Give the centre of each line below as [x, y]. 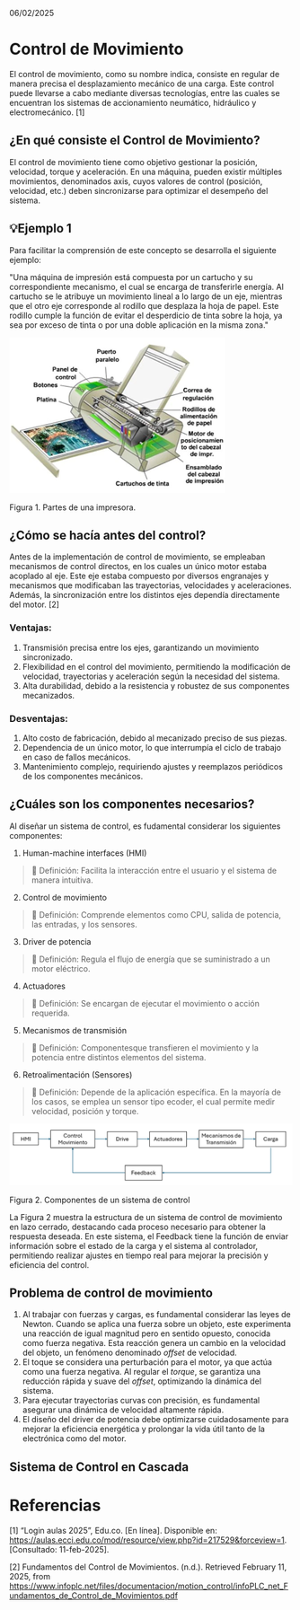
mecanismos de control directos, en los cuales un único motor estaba [138, 567]
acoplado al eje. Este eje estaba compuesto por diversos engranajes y [139, 576]
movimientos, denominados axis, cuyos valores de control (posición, [136, 181]
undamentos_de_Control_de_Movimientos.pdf [93, 1595]
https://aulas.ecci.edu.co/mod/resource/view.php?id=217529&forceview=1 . [148, 1540]
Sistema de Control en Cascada [99, 1467]
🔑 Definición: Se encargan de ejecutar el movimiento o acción [146, 1003]
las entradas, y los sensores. [84, 924]
